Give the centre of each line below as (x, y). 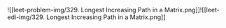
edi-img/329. (26, 17)
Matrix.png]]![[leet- (192, 10)
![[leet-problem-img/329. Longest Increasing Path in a (85, 10)
